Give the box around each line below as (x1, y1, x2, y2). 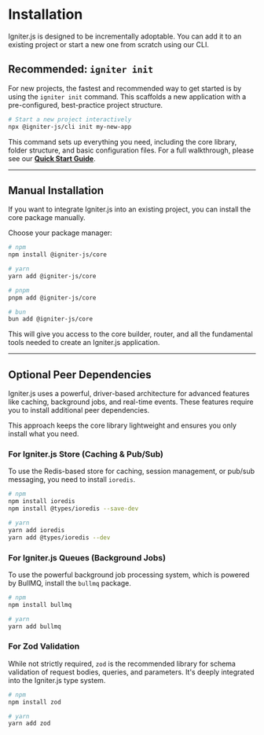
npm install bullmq (8, 601, 72, 608)
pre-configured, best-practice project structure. (8, 100, 163, 109)
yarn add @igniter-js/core (8, 272, 97, 280)
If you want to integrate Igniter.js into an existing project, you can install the (8, 204, 251, 214)
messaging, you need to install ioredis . (8, 475, 136, 484)
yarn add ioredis (8, 526, 65, 534)
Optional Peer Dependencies (8, 368, 152, 381)
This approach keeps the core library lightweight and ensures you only (8, 421, 237, 430)
